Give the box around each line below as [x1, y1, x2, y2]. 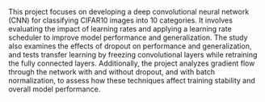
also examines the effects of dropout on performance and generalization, [8, 41, 252, 51]
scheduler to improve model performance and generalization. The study [8, 32, 248, 42]
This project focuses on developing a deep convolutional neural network [8, 7, 250, 16]
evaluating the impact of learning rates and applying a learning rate [8, 24, 232, 33]
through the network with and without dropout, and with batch [8, 67, 216, 76]
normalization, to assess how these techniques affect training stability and [8, 76, 256, 85]
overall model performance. [8, 84, 101, 94]
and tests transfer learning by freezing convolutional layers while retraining [8, 50, 258, 59]
